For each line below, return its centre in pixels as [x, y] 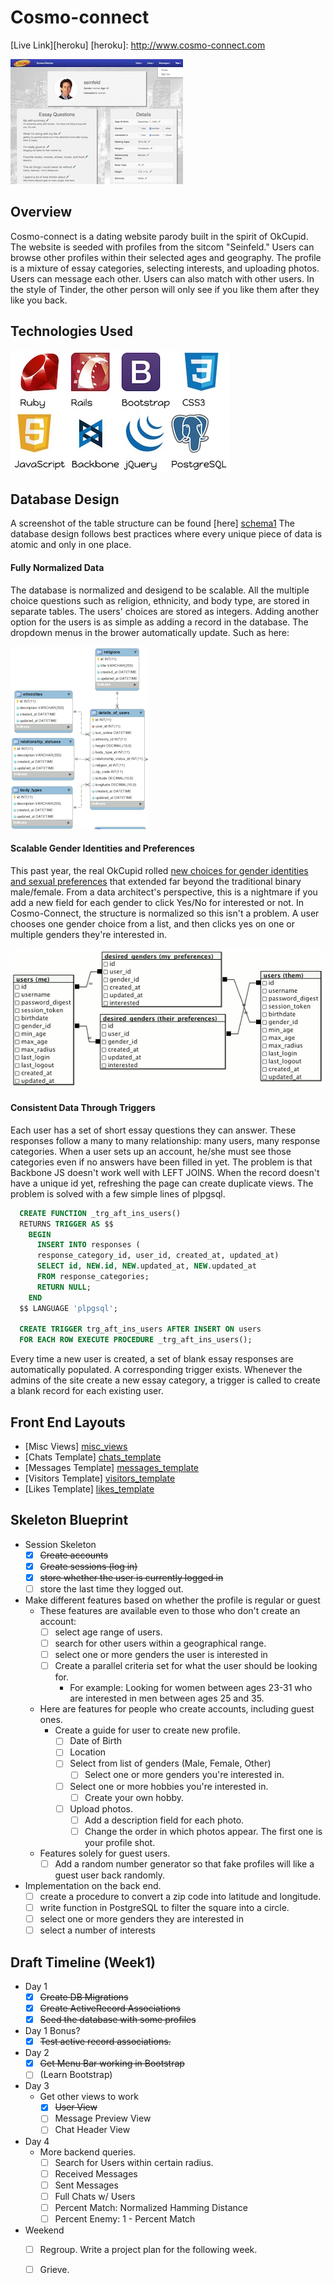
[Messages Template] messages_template [112, 1467]
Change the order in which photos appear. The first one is [203, 1831]
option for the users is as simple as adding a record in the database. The [159, 622]
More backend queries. [88, 2152]
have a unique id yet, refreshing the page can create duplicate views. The [162, 1183]
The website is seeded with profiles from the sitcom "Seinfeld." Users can [162, 247]
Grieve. [54, 2269]
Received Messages [96, 2173]
